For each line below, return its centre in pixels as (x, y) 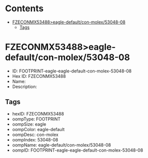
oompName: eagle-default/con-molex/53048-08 (62, 145)
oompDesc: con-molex (35, 135)
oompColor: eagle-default (38, 129)
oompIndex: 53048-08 (35, 139)
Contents (25, 9)
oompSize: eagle (29, 124)
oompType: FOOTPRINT (36, 119)
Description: (25, 87)
